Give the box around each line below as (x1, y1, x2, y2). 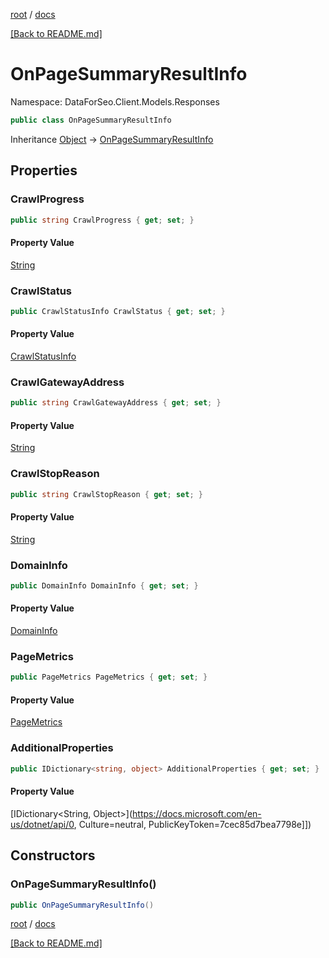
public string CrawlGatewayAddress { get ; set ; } (10, 398, 222, 408)
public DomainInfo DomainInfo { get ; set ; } (10, 581, 199, 591)
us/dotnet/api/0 (10, 818, 75, 830)
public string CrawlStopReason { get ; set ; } (10, 489, 203, 499)
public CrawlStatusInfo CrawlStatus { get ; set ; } (10, 306, 226, 316)
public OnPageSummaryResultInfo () (10, 900, 155, 910)
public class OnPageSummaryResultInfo (10, 115, 172, 125)
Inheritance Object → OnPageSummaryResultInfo (10, 133, 214, 145)
